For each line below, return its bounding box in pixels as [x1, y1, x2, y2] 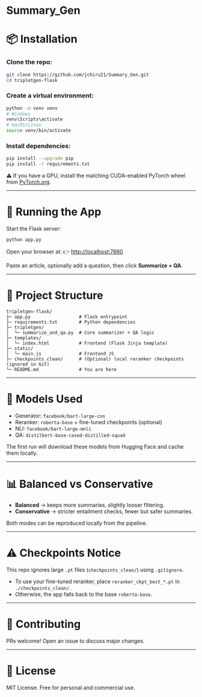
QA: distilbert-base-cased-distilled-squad [14, 431, 126, 439]
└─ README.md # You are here [6, 366, 117, 372]
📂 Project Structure [6, 289, 103, 302]
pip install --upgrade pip [6, 155, 74, 161]
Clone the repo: [6, 58, 53, 66]
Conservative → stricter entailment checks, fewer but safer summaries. [14, 507, 194, 515]
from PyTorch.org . [6, 178, 51, 186]
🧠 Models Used [6, 392, 83, 406]
